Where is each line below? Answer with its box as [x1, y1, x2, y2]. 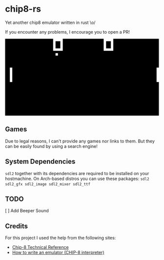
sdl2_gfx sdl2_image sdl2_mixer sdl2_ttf [5, 181, 91, 186]
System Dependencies [5, 158, 76, 166]
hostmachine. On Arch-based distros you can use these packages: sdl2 [5, 176, 150, 181]
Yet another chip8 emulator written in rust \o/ [5, 20, 96, 25]
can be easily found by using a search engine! [5, 143, 98, 149]
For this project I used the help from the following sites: [5, 235, 116, 241]
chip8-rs [5, 3, 41, 15]
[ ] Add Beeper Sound [5, 208, 49, 214]
